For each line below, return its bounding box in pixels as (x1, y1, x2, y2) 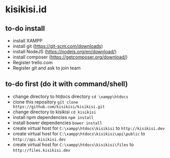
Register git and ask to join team (12, 65, 81, 71)
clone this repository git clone (12, 98, 78, 105)
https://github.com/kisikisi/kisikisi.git (12, 104, 105, 109)
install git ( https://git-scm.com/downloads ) (12, 43, 103, 49)
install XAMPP (12, 37, 42, 44)
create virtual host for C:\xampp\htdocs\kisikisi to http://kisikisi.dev (12, 125, 165, 131)
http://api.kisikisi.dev (12, 137, 66, 142)
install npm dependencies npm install (12, 114, 94, 120)
